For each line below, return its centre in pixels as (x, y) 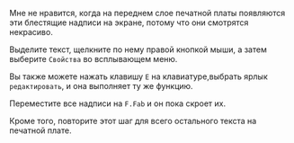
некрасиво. (31, 32)
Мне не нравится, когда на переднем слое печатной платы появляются (147, 13)
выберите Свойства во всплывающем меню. (94, 59)
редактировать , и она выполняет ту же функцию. (101, 86)
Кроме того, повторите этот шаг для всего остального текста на (133, 121)
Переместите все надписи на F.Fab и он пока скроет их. (118, 103)
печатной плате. (40, 130)
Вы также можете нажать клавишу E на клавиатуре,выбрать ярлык (138, 76)
